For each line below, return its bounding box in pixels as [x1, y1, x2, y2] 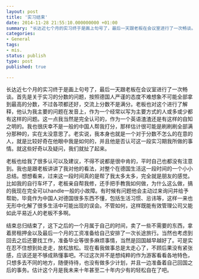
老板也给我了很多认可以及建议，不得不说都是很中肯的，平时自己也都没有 [6, 158, 182, 165]
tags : [6, 42, 20, 48]
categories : [6, 31, 36, 37]
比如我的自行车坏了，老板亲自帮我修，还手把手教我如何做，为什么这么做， [6, 180, 188, 187]
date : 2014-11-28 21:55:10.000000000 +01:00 [6, 20, 118, 25]
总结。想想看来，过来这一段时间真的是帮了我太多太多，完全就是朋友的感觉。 [6, 172, 193, 179]
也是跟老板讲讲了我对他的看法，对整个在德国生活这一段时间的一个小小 [21, 165, 193, 172]
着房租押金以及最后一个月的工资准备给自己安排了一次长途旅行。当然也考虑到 [6, 229, 193, 237]
